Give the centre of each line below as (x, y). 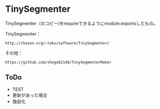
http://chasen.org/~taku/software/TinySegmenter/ (57, 43)
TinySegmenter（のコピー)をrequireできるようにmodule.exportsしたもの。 (82, 23)
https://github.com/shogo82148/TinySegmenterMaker (58, 62)
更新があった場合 (30, 95)
